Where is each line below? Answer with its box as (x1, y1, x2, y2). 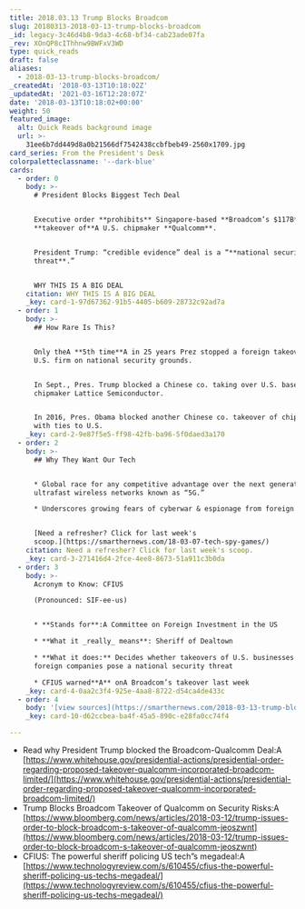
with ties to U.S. (33, 422, 103, 431)
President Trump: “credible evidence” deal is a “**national (33, 247, 271, 257)
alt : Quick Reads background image (17, 124, 152, 133)
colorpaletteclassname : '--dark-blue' (9, 156, 156, 166)
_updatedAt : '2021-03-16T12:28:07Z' (9, 89, 148, 98)
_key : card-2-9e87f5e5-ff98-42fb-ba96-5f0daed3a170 (25, 430, 225, 439)
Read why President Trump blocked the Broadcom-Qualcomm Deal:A (22, 744, 282, 755)
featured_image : (9, 115, 71, 124)
